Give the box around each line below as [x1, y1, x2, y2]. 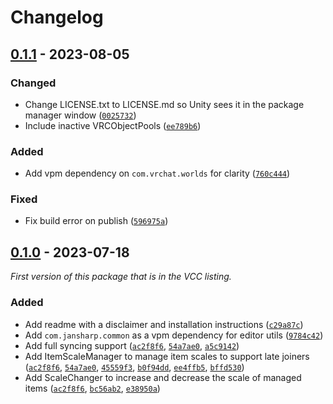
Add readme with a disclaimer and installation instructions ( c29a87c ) [24, 318, 304, 330]
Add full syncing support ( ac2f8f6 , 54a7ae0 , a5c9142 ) [24, 339, 240, 351]
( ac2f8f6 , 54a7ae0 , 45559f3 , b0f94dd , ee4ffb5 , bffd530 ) [24, 361, 245, 373]
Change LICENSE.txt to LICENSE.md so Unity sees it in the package [24, 98, 305, 110]
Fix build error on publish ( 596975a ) [24, 215, 169, 227]
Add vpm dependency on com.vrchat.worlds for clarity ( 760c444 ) [24, 167, 291, 180]
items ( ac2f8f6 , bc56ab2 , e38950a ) [24, 382, 161, 394]
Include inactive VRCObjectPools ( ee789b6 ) [24, 119, 202, 131]
